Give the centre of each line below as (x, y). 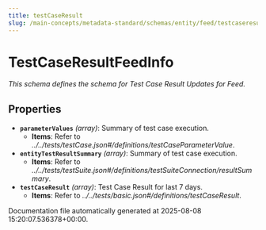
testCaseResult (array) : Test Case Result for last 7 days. (111, 187)
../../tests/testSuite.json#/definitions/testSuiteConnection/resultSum (142, 171)
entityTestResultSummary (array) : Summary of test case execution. (128, 153)
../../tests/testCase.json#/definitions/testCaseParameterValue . (133, 145)
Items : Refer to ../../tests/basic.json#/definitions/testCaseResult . (136, 196)
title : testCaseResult (46, 15)
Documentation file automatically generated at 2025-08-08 (105, 211)
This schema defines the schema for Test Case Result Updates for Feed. (127, 84)
